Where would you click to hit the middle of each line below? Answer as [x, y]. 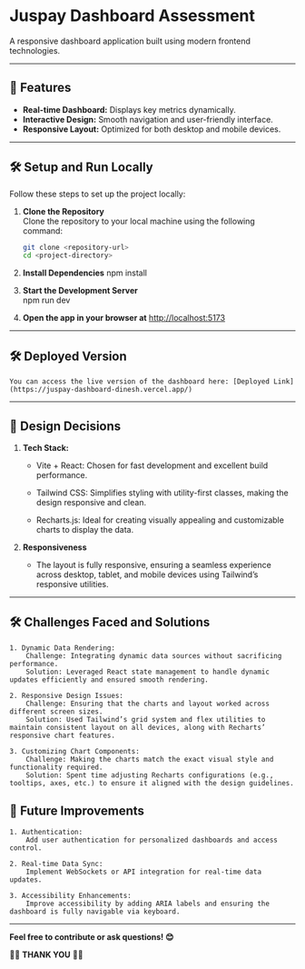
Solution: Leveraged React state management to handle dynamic [148, 672]
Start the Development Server [80, 291]
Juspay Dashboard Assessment [133, 16]
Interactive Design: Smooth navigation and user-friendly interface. [148, 119]
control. [26, 848]
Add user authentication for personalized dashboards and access [152, 840]
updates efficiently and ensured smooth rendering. [109, 679]
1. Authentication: [46, 832]
